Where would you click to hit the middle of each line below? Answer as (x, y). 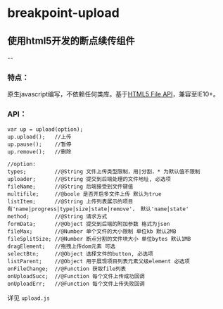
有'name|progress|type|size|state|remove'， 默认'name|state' (98, 209)
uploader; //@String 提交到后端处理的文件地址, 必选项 (89, 179)
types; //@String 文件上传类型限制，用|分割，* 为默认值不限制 (104, 171)
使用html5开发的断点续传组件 (71, 40)
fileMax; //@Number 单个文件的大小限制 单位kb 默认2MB (92, 231)
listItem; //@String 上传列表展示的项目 (70, 201)
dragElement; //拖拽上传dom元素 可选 (62, 246)
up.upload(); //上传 (39, 137)
